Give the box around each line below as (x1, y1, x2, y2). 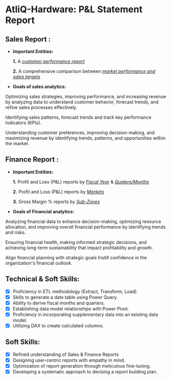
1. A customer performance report (12, 58, 85, 64)
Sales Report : (5, 35, 51, 43)
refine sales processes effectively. (5, 104, 78, 110)
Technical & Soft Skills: (5, 275, 80, 283)
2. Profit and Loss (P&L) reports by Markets (12, 188, 105, 195)
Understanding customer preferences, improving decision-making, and (5, 129, 155, 136)
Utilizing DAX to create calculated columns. (12, 322, 104, 328)
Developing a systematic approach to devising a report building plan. (12, 369, 158, 374)
